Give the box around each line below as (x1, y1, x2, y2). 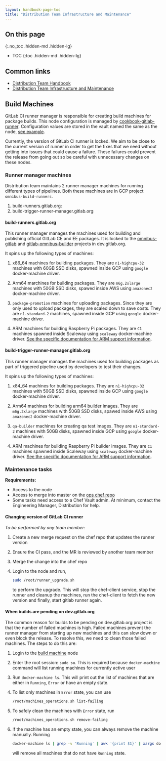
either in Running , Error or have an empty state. (12, 680, 109, 686)
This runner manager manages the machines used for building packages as (5, 358, 159, 364)
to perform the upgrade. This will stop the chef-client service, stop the (12, 587, 156, 593)
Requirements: (5, 477, 36, 483)
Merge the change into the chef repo (12, 559, 87, 565)
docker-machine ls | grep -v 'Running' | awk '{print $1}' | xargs (12, 741, 155, 746)
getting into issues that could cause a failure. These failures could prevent (5, 149, 156, 155)
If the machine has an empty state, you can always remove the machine (12, 726, 159, 732)
